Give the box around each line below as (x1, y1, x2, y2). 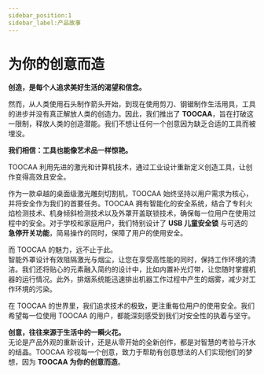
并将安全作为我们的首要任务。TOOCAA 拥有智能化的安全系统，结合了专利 (8, 198, 246, 209)
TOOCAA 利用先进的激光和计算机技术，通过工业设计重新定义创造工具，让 (8, 162, 246, 172)
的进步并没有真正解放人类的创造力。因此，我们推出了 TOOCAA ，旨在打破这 (8, 109, 254, 119)
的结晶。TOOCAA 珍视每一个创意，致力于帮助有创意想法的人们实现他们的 (8, 347, 246, 357)
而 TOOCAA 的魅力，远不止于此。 (8, 245, 118, 254)
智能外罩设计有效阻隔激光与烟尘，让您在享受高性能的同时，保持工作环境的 (8, 255, 249, 265)
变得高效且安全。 (14, 172, 71, 182)
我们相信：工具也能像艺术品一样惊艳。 (8, 146, 132, 155)
